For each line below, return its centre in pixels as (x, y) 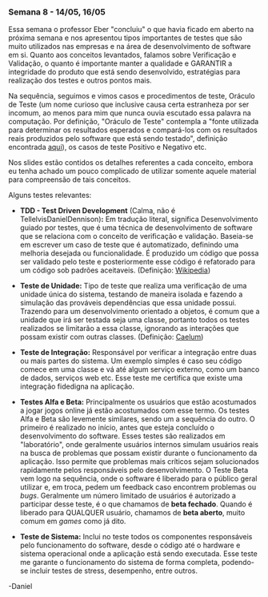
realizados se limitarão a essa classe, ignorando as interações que (129, 329)
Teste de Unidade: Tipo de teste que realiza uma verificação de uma (133, 286)
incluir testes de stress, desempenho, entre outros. (114, 571)
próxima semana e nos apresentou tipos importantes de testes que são (125, 38)
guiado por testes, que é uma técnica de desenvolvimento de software (136, 228)
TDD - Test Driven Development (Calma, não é (98, 211)
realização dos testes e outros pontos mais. (80, 81)
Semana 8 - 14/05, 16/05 (57, 12)
